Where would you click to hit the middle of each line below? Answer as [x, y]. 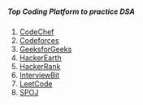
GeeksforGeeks [45, 49]
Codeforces [39, 40]
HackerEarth [40, 58]
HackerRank [40, 66]
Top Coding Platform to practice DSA [71, 11]
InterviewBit [39, 75]
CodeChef [37, 32]
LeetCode [36, 83]
